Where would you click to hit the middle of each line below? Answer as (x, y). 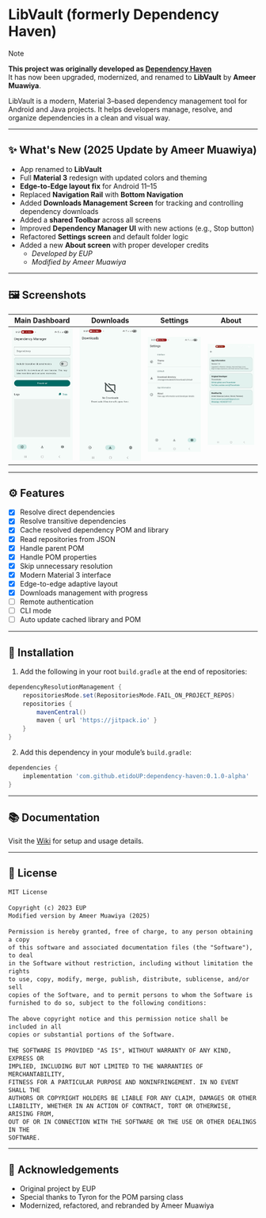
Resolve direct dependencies (67, 512)
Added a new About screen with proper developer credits (114, 245)
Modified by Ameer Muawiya (79, 262)
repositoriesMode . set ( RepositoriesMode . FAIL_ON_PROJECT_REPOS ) (129, 695)
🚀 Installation (41, 653)
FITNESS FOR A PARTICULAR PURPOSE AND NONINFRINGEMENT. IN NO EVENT (123, 1082)
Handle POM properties (58, 557)
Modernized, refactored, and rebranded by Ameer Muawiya (117, 1205)
